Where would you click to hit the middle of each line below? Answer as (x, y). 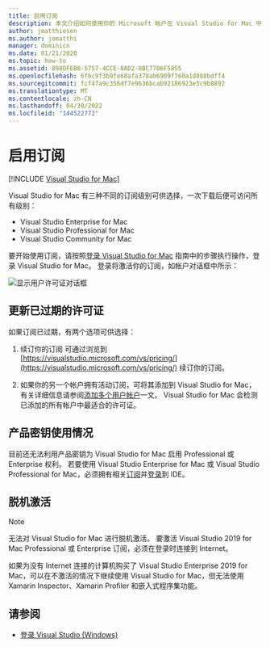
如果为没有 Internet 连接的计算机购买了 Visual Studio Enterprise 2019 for (128, 565)
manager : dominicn (39, 46)
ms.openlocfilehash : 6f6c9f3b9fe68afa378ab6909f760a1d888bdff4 (117, 76)
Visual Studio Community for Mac (76, 238)
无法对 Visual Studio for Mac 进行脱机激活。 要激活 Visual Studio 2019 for (130, 539)
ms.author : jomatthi (43, 38)
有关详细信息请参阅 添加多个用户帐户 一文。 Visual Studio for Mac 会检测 (139, 395)
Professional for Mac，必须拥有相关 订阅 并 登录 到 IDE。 (99, 474)
